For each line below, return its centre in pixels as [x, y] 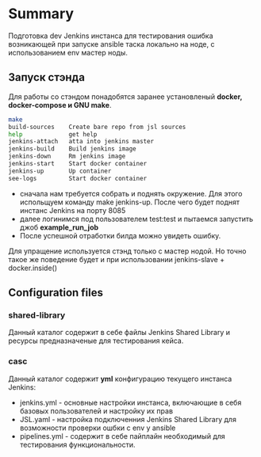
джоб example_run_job [59, 227]
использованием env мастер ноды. [68, 52]
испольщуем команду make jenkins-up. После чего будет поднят [130, 202]
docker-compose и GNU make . [60, 105]
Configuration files [56, 293]
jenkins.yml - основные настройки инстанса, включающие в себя [130, 402]
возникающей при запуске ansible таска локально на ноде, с [111, 44]
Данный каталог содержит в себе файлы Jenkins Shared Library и [119, 333]
